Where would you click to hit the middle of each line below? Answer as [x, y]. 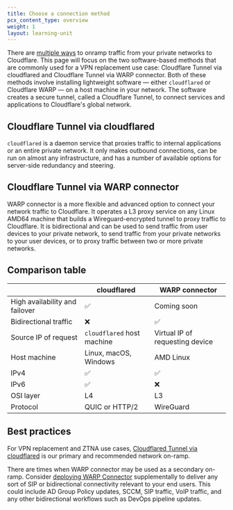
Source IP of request [44, 337]
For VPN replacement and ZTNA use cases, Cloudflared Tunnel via [102, 448]
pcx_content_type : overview [48, 20]
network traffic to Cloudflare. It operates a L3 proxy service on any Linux [111, 211]
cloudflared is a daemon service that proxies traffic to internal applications [114, 143]
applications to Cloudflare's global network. [69, 104]
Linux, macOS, [108, 353]
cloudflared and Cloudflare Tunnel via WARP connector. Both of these [107, 75]
